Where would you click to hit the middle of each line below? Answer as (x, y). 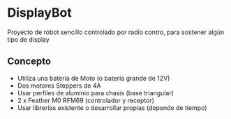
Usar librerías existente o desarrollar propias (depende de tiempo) (112, 108)
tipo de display (29, 39)
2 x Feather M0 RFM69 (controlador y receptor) (86, 100)
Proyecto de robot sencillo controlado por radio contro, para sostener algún (116, 32)
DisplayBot (39, 13)
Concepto (29, 62)
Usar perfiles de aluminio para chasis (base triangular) (96, 93)
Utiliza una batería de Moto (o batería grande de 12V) (94, 78)
